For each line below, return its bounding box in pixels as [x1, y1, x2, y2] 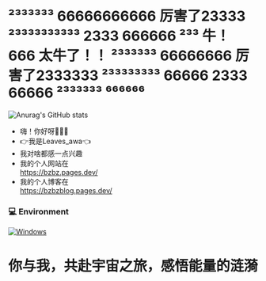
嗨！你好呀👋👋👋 [19, 126, 69, 135]
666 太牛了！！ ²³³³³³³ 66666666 [8, 47, 233, 65]
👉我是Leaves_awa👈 [19, 136, 91, 146]
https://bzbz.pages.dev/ [19, 167, 98, 177]
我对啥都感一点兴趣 [19, 148, 83, 158]
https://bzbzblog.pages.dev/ [19, 185, 112, 195]
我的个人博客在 [19, 177, 69, 186]
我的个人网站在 [19, 158, 69, 168]
